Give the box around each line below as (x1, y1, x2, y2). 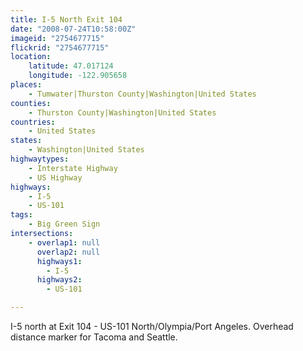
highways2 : (36, 275, 83, 285)
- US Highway (28, 172, 83, 183)
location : (10, 52, 52, 62)
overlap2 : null (36, 247, 101, 257)
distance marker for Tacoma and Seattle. (10, 331, 178, 343)
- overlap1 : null (28, 237, 101, 248)
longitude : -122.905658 (28, 71, 128, 81)
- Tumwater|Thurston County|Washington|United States (28, 89, 257, 99)
